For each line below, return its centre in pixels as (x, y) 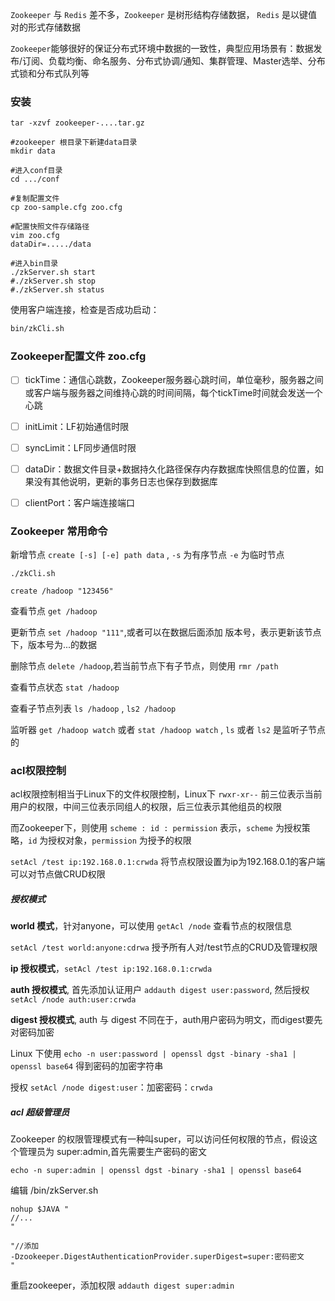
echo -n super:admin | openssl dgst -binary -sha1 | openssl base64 (156, 1171)
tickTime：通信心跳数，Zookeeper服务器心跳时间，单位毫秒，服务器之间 (174, 380)
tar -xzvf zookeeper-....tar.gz (77, 123)
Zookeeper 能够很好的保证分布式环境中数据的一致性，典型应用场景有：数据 (162, 48)
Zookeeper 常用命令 (59, 531)
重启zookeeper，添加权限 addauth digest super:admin (122, 1285)
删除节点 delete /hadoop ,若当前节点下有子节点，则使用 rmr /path (144, 666)
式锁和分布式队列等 (50, 73)
